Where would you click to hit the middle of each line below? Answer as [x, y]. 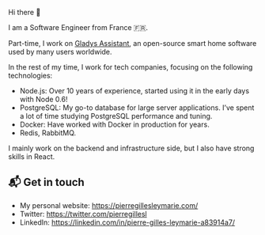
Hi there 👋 [25, 12]
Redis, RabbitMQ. [48, 133]
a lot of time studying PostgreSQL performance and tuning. [116, 116]
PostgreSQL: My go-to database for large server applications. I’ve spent [137, 108]
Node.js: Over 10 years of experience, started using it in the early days [134, 91]
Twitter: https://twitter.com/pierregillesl [83, 214]
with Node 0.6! [44, 99]
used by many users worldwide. [60, 52]
